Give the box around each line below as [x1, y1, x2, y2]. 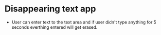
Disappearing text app [4, 3, 96, 14]
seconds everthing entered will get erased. [11, 24, 98, 30]
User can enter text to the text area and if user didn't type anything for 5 [11, 19, 157, 25]
